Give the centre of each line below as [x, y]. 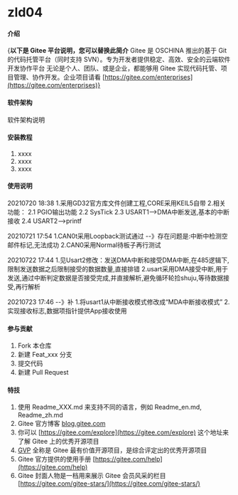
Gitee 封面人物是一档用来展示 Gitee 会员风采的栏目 [92, 476]
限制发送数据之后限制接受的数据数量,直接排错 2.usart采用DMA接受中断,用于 [118, 269]
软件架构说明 [26, 120]
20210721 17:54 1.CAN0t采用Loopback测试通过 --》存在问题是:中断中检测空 [118, 236]
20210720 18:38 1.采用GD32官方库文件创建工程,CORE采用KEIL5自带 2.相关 [117, 203]
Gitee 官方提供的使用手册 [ [56, 459]
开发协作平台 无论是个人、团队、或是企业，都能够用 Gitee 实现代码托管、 [114, 68]
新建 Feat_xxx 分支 [45, 355]
